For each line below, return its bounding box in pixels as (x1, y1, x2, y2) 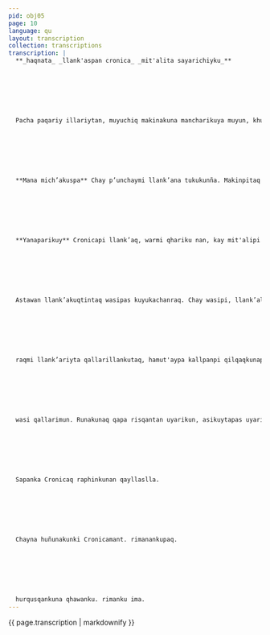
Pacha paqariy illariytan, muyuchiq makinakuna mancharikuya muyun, (15, 117, 250, 125)
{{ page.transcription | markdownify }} (8, 617, 135, 627)
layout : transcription (8, 34, 84, 43)
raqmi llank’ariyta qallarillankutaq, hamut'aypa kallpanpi (15, 356, 221, 365)
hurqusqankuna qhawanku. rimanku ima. (15, 596, 146, 604)
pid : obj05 (8, 11, 45, 20)
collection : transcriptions (8, 42, 103, 50)
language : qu (8, 27, 52, 35)
